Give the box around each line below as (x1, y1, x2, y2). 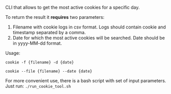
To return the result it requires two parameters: (5, 14, 105, 20)
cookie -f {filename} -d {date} (5, 60, 74, 65)
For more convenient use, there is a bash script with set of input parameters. (5, 78, 166, 83)
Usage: (5, 50, 20, 56)
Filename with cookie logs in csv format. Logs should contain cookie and (12, 24, 166, 30)
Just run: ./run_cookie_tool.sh (5, 83, 71, 89)
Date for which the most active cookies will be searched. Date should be (12, 35, 165, 41)
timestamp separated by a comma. (12, 29, 86, 35)
